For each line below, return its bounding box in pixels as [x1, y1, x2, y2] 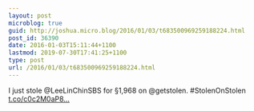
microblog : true [8, 19, 62, 27]
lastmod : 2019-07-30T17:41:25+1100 [8, 49, 127, 57]
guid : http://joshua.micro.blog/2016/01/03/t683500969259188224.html [8, 26, 246, 34]
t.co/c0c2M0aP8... [8, 93, 71, 104]
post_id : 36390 [8, 34, 59, 42]
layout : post [8, 11, 52, 20]
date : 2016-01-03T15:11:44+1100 [8, 42, 116, 50]
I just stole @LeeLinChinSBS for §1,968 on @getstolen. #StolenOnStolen [8, 85, 246, 95]
